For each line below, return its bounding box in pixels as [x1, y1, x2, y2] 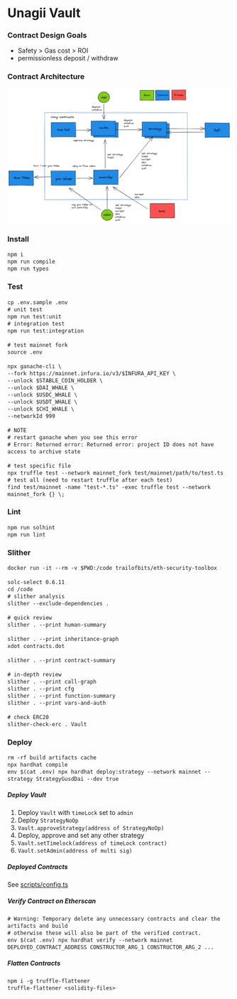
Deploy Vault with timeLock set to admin [17, 809, 133, 817]
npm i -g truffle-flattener [7, 978, 91, 985]
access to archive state [7, 448, 81, 455]
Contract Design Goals [7, 31, 87, 40]
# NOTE [7, 426, 27, 434]
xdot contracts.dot [7, 643, 65, 650]
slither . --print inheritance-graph [7, 636, 119, 643]
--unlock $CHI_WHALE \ [7, 405, 75, 413]
